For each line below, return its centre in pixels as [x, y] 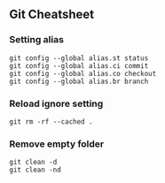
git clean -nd [35, 170]
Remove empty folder [57, 143]
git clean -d [33, 163]
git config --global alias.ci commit [79, 65]
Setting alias [37, 40]
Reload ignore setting [56, 103]
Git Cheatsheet [52, 15]
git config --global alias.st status [79, 58]
